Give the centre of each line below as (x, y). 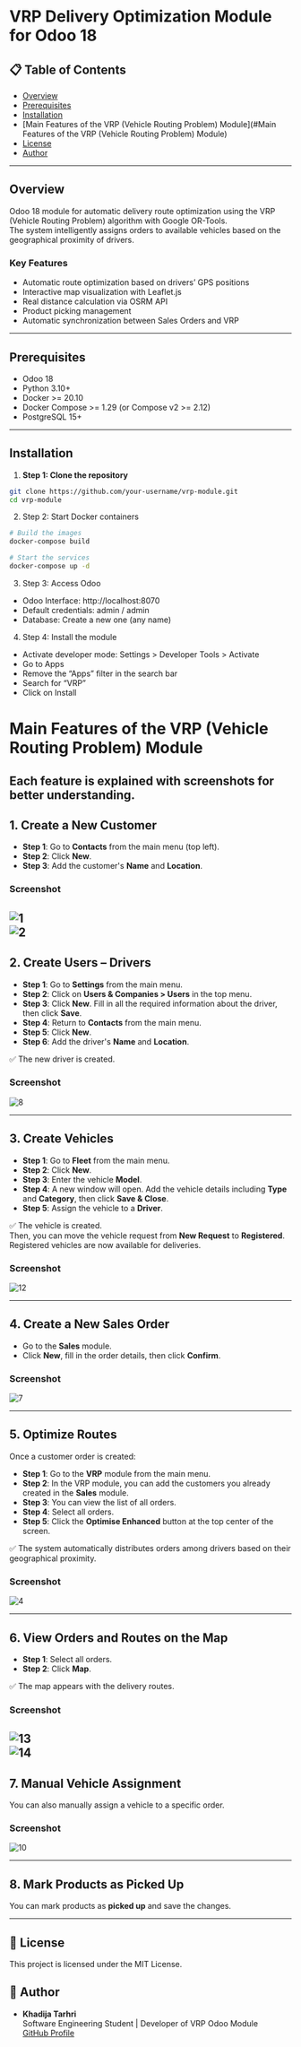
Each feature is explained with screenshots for (142, 781)
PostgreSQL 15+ (52, 416)
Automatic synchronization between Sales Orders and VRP (130, 321)
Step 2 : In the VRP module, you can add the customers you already (146, 1483)
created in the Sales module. (75, 1492)
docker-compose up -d (50, 567)
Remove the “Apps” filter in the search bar (100, 673)
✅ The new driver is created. (62, 1059)
